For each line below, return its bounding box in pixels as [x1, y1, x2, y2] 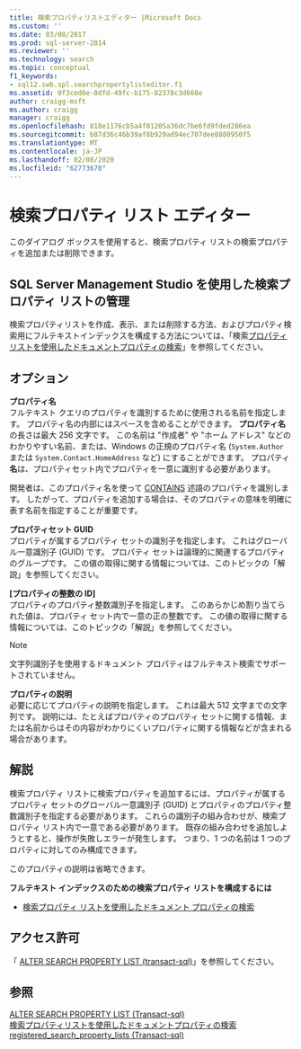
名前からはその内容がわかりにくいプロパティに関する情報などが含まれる [24, 722, 292, 733]
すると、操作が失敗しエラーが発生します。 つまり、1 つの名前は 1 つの [24, 832, 283, 843]
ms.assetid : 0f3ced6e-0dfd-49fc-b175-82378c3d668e [9, 88, 203, 97]
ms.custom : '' [9, 22, 63, 31]
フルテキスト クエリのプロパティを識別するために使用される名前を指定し [9, 406, 279, 418]
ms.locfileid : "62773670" [9, 164, 106, 173]
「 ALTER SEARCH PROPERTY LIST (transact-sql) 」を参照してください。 [9, 956, 279, 966]
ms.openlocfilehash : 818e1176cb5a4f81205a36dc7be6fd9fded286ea [9, 122, 252, 131]
